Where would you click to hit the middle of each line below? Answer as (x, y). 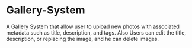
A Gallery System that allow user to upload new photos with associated (93, 26)
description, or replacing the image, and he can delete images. (82, 39)
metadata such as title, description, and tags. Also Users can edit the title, (96, 32)
